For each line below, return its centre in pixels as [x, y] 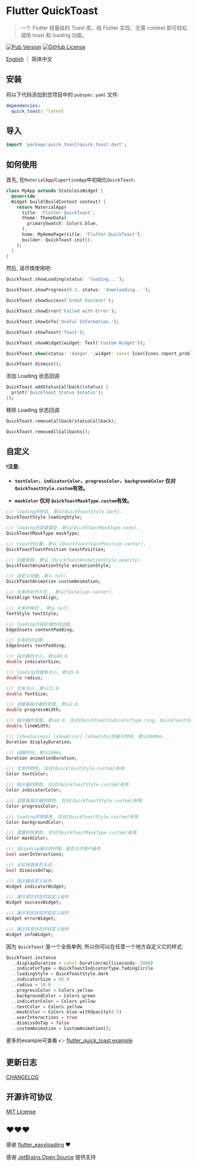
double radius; [25, 678]
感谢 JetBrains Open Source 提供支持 [51, 1157]
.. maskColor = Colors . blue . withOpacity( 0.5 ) [67, 1012]
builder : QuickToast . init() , [57, 240]
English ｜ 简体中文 [29, 59]
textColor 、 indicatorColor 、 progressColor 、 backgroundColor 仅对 [95, 481]
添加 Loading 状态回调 [33, 376]
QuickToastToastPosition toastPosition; [56, 549]
